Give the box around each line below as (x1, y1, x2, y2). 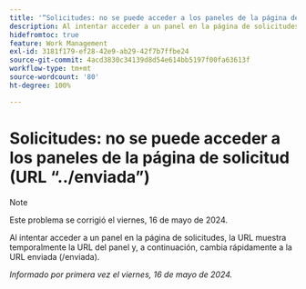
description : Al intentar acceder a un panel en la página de (9, 22, 250, 31)
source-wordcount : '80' (9, 73, 100, 82)
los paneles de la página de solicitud (9, 147, 290, 168)
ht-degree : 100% (9, 81, 71, 90)
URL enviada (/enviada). (9, 251, 100, 262)
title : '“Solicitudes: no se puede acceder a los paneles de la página (9, 13, 287, 23)
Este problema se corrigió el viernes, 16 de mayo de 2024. (9, 214, 229, 225)
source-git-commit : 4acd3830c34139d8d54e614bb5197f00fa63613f (9, 55, 250, 65)
